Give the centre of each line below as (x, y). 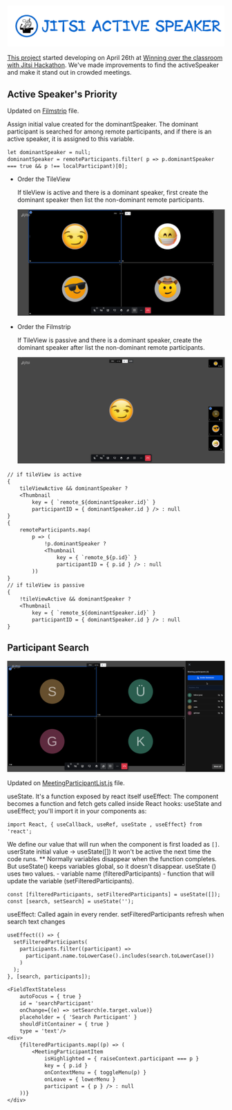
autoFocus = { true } (50, 997)
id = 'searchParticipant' (57, 1004)
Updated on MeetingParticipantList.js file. (66, 783)
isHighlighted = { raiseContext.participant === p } (121, 1059)
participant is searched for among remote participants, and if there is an (109, 132)
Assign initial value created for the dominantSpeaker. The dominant (103, 124)
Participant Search (48, 648)
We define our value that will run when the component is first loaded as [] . (113, 845)
